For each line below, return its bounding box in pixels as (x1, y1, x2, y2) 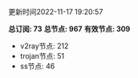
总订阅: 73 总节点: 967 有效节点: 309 (8, 24, 131, 34)
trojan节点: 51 (19, 51, 65, 60)
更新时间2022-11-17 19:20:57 (8, 7, 103, 16)
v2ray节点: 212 (19, 41, 69, 51)
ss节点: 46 (19, 61, 55, 71)
